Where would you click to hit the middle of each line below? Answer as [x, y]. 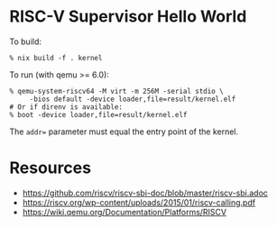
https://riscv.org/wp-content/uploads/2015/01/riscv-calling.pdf [138, 202]
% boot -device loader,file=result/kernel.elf [98, 114]
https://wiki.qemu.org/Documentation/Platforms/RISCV [125, 212]
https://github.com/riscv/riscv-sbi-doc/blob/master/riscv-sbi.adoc [145, 193]
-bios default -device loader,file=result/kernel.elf [133, 99]
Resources [51, 168]
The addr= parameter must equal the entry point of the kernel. [124, 131]
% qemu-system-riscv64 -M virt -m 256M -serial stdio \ [116, 91]
